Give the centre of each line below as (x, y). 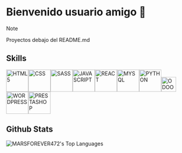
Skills (16, 58)
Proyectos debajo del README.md (48, 40)
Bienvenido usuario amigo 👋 (76, 12)
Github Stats (30, 129)
